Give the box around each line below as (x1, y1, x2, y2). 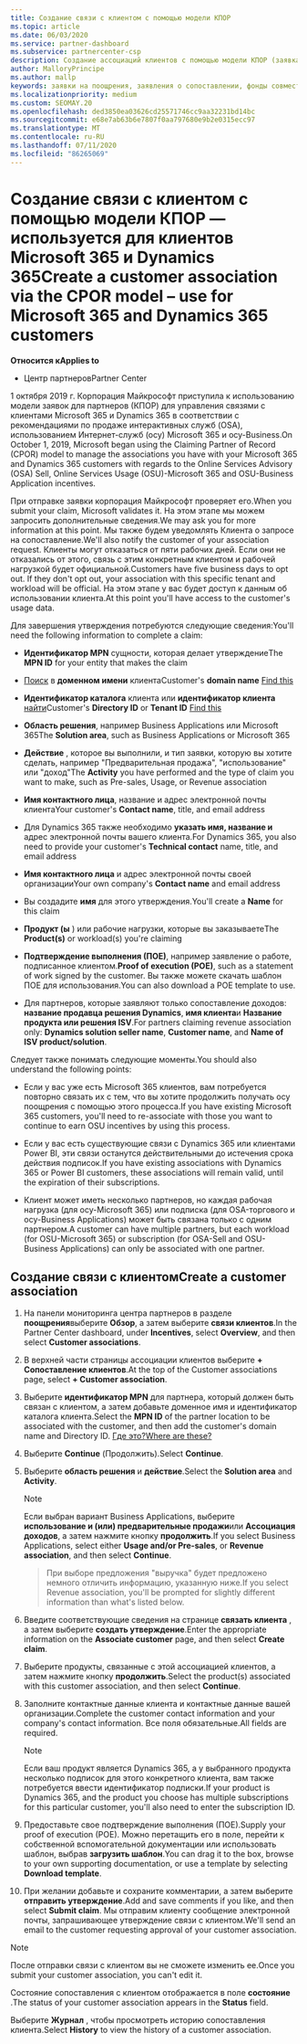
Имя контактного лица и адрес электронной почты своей (23, 868, 251, 879)
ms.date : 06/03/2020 (10, 30, 89, 39)
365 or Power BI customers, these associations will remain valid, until (23, 1167, 284, 1178)
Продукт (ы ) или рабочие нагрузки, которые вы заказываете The (23, 923, 280, 934)
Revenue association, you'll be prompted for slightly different (46, 1587, 276, 1598)
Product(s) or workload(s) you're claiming (23, 933, 183, 944)
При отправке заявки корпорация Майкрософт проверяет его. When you (10, 495, 292, 506)
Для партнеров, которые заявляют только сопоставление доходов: (23, 997, 287, 1008)
